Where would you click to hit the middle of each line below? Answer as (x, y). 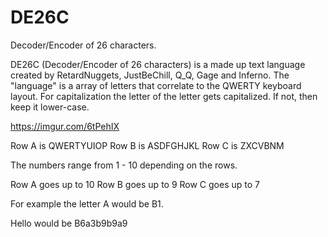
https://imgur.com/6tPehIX (65, 126)
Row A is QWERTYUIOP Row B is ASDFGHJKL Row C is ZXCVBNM (147, 145)
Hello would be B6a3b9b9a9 (69, 223)
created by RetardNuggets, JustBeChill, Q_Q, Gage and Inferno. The (150, 75)
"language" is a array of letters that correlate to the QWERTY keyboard (156, 85)
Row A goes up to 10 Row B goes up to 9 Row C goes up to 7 (135, 184)
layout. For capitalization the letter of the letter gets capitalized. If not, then (164, 96)
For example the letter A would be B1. (87, 203)
